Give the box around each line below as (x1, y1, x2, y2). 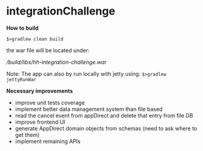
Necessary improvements (6, 87, 73, 95)
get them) (15, 131, 40, 138)
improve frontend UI (15, 118, 65, 126)
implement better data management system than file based (15, 105, 163, 113)
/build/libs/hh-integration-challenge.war (6, 58, 107, 65)
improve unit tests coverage (15, 99, 85, 106)
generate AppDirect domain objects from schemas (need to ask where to (15, 124, 198, 132)
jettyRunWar (6, 76, 36, 82)
